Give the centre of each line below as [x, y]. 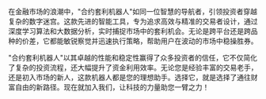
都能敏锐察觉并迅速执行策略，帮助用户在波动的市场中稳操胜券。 [154, 41]
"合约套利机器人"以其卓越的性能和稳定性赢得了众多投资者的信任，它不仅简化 [133, 58]
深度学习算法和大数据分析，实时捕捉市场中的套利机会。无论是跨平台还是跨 [129, 31]
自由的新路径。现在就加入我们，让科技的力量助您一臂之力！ [112, 87]
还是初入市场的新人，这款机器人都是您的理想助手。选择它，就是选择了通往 [129, 77]
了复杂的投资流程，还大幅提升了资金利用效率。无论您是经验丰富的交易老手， [133, 68]
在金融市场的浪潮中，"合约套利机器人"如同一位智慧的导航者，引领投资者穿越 [133, 11]
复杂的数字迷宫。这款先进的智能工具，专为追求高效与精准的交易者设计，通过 [133, 21]
